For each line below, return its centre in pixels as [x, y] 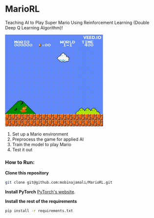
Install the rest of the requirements [41, 201]
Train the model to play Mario [42, 144]
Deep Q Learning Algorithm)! [34, 27]
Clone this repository [27, 173]
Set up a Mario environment [40, 134]
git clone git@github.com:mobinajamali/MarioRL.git [59, 183]
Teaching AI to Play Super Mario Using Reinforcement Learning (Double [77, 22]
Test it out [22, 150]
